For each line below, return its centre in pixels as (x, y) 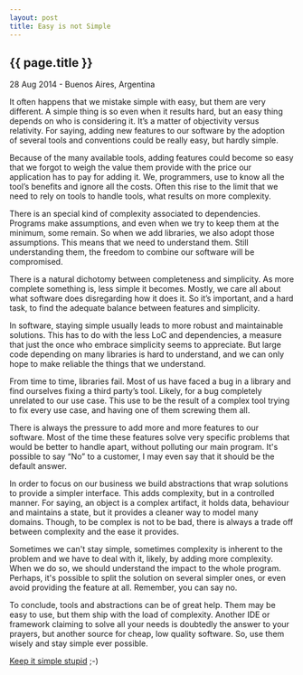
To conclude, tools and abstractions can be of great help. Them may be (142, 605)
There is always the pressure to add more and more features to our (134, 428)
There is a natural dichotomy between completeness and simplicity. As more (152, 279)
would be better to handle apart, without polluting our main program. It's (144, 447)
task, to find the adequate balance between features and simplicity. (135, 308)
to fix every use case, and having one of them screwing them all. (130, 410)
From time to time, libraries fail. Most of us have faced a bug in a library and (150, 381)
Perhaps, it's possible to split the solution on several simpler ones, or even (148, 578)
